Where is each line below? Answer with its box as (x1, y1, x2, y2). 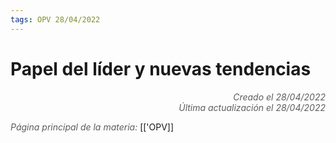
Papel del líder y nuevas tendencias (10, 57, 312, 80)
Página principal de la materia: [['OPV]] (10, 121, 175, 133)
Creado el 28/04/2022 (233, 91, 326, 103)
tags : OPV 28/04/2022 (10, 14, 101, 25)
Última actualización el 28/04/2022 (178, 101, 326, 113)
